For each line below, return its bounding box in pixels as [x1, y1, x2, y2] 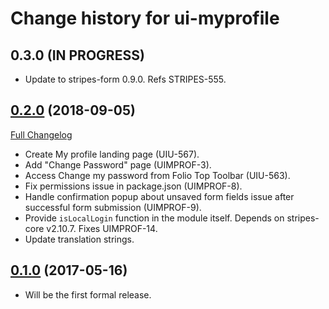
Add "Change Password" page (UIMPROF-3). [24, 158, 212, 171]
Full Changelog [10, 128, 73, 141]
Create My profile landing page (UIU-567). [24, 148, 200, 160]
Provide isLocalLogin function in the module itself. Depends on [24, 212, 285, 224]
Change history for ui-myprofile [10, 7, 280, 30]
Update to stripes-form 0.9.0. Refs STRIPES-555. [24, 73, 227, 85]
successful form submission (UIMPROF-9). [24, 201, 202, 213]
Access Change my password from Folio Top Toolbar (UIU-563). [24, 169, 291, 181]
